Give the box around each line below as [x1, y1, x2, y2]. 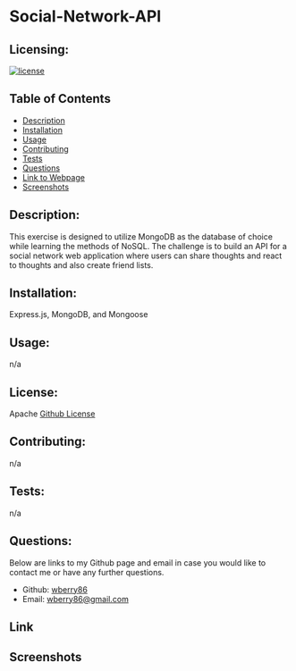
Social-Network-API [9, 6, 162, 27]
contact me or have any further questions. [9, 566, 165, 577]
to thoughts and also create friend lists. [9, 259, 154, 270]
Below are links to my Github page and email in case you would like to [9, 557, 266, 568]
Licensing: [9, 42, 70, 57]
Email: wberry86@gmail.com [21, 593, 130, 604]
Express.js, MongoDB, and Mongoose [9, 309, 148, 320]
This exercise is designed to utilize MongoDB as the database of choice [9, 231, 273, 242]
